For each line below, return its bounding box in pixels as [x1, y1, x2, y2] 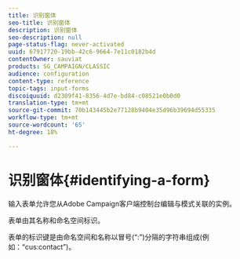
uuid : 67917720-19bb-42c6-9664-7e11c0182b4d [8, 48, 156, 56]
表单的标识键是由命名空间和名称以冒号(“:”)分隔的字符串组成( [8, 232, 202, 242]
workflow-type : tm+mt [8, 114, 79, 122]
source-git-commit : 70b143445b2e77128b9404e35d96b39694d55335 [8, 107, 216, 115]
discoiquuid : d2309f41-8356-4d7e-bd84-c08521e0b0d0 [8, 92, 180, 100]
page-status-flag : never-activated [8, 41, 125, 49]
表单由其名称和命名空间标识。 [8, 215, 104, 224]
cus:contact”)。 [24, 242, 76, 251]
